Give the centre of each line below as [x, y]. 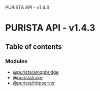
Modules [16, 61]
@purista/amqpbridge [36, 72]
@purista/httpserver [34, 83]
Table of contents [34, 47]
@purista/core [28, 77]
